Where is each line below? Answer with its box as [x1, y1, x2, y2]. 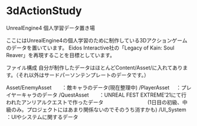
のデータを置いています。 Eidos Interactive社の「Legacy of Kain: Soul [6, 44, 175, 51]
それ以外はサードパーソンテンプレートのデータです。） [18, 71, 149, 78]
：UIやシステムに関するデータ [6, 113, 78, 120]
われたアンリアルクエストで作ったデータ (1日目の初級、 [6, 98, 183, 105]
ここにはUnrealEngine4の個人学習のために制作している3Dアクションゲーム [6, 37, 188, 44]
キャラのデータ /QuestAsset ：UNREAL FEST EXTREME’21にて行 [21, 91, 187, 98]
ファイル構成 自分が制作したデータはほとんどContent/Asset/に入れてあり [6, 64, 183, 71]
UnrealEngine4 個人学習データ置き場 [6, 24, 95, 31]
